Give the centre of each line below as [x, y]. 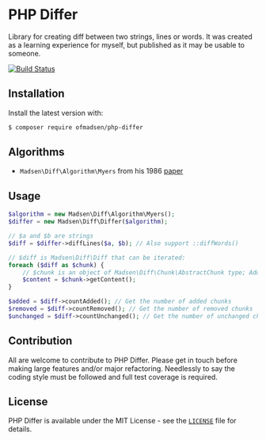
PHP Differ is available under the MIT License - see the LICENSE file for [122, 421]
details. [20, 429]
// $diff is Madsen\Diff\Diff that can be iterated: [97, 258]
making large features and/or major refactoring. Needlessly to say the [122, 368]
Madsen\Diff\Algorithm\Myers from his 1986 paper [101, 171]
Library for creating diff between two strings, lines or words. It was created [131, 36]
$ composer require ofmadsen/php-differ [76, 127]
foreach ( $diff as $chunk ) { [56, 265]
